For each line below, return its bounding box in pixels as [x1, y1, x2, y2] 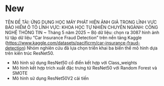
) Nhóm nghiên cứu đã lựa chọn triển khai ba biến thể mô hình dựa [23, 45, 158, 51]
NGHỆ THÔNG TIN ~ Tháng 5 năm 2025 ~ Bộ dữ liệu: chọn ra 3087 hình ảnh [5, 29, 160, 35]
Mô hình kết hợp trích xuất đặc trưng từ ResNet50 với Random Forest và [12, 64, 158, 71]
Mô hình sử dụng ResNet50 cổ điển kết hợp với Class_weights [12, 60, 137, 65]
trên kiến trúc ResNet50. [5, 50, 54, 56]
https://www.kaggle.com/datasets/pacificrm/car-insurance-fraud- [6, 40, 141, 45]
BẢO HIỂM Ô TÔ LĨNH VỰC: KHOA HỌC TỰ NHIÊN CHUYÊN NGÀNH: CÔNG [5, 24, 158, 30]
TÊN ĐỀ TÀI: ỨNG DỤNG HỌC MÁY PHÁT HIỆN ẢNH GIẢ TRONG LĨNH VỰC [5, 19, 157, 25]
